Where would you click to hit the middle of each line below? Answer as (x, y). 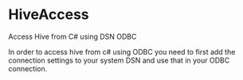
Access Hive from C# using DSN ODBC (73, 36)
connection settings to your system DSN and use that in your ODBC (119, 60)
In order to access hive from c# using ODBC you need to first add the (122, 51)
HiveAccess (49, 15)
